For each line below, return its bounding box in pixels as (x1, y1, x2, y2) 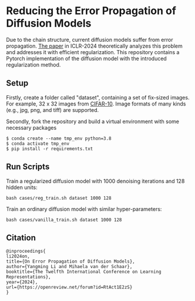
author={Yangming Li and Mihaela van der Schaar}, (6, 264, 133, 270)
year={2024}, (6, 279, 38, 285)
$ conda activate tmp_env (6, 140, 69, 147)
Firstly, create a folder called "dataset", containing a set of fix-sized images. (6, 94, 190, 101)
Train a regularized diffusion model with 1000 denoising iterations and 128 (6, 177, 185, 184)
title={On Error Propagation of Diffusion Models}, (6, 259, 135, 264)
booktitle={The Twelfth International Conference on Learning (6, 269, 162, 275)
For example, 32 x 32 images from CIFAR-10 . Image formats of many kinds (6, 100, 186, 107)
